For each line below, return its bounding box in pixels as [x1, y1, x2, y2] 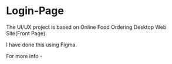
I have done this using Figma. [6, 41, 77, 48]
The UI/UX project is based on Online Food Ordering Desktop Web [6, 23, 167, 31]
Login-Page [6, 4, 65, 18]
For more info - [6, 52, 43, 59]
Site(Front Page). [6, 29, 47, 36]
